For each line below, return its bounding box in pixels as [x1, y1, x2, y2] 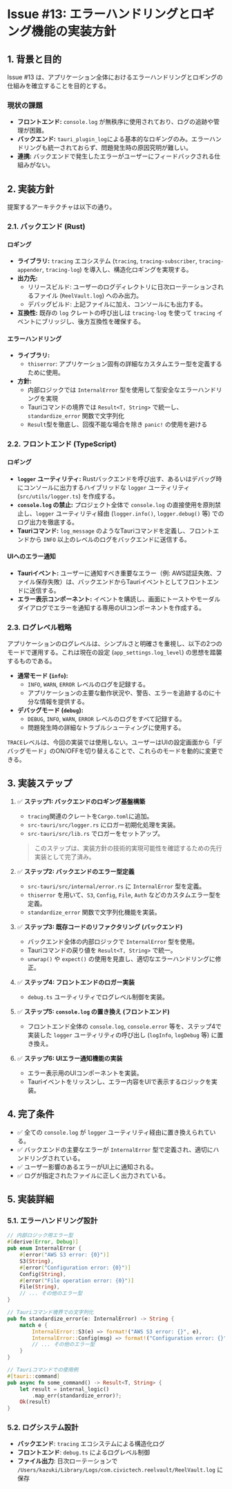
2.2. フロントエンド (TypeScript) [7, 439, 117, 449]
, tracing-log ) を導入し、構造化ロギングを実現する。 [42, 266, 193, 274]
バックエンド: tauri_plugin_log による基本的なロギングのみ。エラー [17, 135, 210, 143]
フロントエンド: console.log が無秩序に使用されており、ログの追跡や [17, 118, 214, 126]
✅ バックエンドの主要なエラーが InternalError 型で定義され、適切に [17, 1145, 213, 1153]
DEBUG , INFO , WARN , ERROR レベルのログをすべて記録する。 [27, 715, 186, 723]
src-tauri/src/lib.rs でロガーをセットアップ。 [27, 829, 164, 837]
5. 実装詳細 [7, 1194, 54, 1205]
